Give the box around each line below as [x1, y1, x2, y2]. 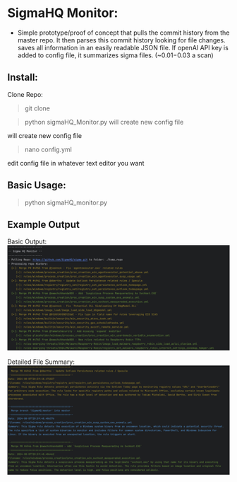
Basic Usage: [7, 179, 66, 192]
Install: [7, 71, 39, 84]
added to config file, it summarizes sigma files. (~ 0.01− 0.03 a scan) [17, 51, 214, 59]
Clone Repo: [7, 90, 44, 98]
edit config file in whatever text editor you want [7, 159, 145, 167]
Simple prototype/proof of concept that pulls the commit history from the [17, 28, 230, 37]
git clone [24, 104, 51, 113]
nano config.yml [24, 145, 72, 154]
